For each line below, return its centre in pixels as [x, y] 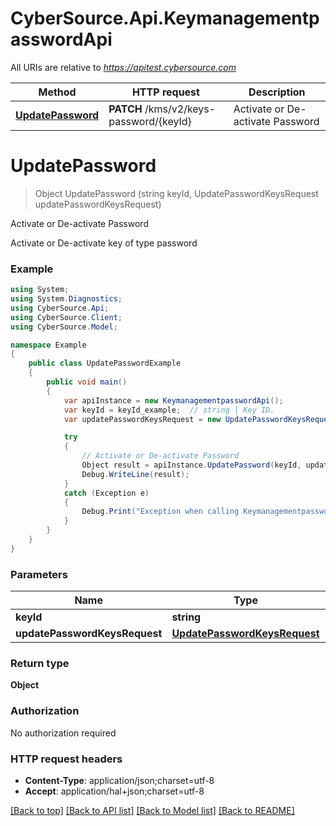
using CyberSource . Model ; [64, 327]
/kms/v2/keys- [180, 109]
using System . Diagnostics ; [66, 299]
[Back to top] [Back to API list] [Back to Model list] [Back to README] [152, 810]
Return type [40, 664]
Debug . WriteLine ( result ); [135, 474]
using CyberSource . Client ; [66, 317]
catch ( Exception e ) [106, 493]
